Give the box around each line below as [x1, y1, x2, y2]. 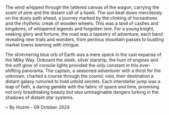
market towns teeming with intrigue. [5, 42, 80, 47]
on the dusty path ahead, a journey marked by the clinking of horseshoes [5, 15, 158, 21]
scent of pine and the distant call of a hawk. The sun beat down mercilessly [5, 10, 162, 16]
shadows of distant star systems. [5, 94, 74, 100]
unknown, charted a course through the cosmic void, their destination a [5, 73, 154, 79]
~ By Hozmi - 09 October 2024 [5, 104, 70, 110]
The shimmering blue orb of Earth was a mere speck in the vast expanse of [5, 51, 161, 57]
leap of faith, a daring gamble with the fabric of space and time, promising [5, 84, 159, 90]
